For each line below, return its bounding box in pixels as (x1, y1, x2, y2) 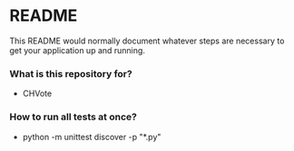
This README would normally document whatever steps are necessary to (9, 35, 285, 46)
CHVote (22, 88, 53, 99)
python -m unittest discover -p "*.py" (22, 131, 162, 142)
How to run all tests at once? (9, 110, 138, 123)
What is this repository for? (9, 67, 133, 80)
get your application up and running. (9, 44, 145, 55)
